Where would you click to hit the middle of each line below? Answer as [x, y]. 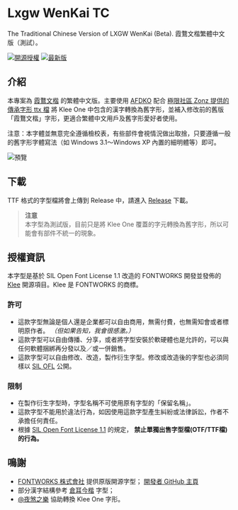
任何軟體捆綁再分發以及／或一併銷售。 [73, 348]
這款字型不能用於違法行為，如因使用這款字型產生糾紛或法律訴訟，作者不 [123, 411]
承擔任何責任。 [39, 421]
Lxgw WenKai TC [58, 13]
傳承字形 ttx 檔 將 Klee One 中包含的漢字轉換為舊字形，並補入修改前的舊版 [116, 109]
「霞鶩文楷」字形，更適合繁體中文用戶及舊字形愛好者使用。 [94, 118]
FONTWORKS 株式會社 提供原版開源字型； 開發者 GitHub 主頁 [108, 481]
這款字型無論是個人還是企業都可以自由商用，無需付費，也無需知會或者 [120, 321]
